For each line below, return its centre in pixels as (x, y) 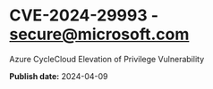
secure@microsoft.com (99, 34)
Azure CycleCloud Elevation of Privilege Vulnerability (107, 59)
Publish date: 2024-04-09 (59, 76)
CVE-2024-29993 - (84, 16)
